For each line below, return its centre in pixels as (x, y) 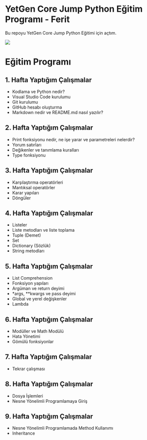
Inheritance (24, 433)
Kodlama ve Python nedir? (38, 91)
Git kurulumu (25, 102)
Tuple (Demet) (27, 235)
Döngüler (21, 198)
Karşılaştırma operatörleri (37, 182)
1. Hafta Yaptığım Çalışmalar (48, 80)
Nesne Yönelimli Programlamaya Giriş (50, 401)
